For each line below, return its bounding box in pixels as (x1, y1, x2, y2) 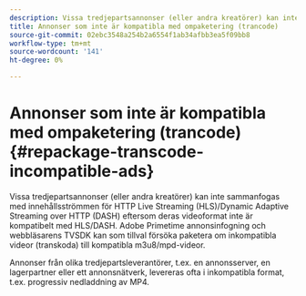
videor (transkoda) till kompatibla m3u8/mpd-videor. (9, 239, 206, 250)
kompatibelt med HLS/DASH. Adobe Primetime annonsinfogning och (9, 219, 267, 230)
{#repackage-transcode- (9, 142, 205, 162)
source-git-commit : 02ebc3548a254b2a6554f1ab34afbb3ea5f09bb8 (9, 30, 250, 39)
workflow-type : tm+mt (9, 38, 92, 48)
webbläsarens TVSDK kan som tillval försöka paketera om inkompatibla (9, 230, 277, 240)
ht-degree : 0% (9, 56, 64, 65)
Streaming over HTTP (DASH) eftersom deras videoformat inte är (9, 210, 253, 221)
